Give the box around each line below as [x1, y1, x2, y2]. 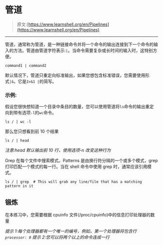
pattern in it [5, 184, 34, 189]
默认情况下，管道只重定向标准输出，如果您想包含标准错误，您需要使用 [5, 72, 146, 78]
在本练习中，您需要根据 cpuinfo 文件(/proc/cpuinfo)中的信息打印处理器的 [5, 212, 151, 218]
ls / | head [5, 138, 29, 143]
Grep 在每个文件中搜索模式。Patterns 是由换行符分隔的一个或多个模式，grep [5, 158, 158, 163]
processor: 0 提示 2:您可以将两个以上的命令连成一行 [5, 234, 110, 240]
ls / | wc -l [5, 119, 32, 124]
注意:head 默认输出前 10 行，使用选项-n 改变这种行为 [5, 147, 111, 153]
